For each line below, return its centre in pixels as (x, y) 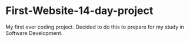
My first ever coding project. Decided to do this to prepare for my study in (95, 27)
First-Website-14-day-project (79, 11)
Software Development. (34, 33)
